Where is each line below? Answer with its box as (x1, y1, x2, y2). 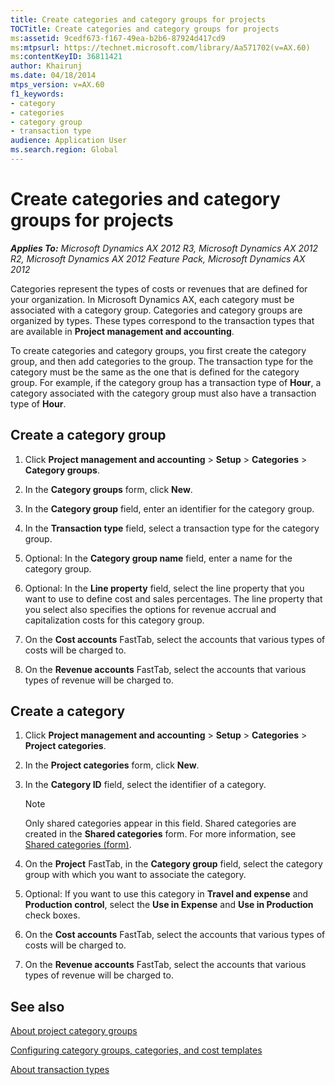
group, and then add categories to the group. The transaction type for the (10, 355, 314, 367)
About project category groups (10, 1025, 138, 1037)
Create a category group (10, 427, 167, 444)
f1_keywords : (10, 89, 65, 99)
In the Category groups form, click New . (24, 483, 193, 495)
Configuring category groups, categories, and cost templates (10, 1044, 263, 1056)
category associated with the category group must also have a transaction (10, 387, 317, 399)
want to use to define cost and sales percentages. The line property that (24, 592, 323, 605)
